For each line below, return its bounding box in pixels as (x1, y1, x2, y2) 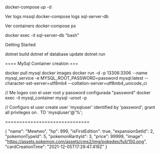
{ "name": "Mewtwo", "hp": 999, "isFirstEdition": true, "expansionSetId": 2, (5, 128, 154, 134)
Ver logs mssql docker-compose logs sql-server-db (5, 14, 109, 19)
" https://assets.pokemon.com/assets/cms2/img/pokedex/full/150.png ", (5, 138, 147, 144)
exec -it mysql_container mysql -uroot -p (5, 95, 87, 101)
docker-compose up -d (5, 4, 52, 10)
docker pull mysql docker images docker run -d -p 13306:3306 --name (5, 70, 147, 76)
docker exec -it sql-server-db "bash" (5, 33, 79, 38)
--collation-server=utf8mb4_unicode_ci (68, 80, 147, 86)
